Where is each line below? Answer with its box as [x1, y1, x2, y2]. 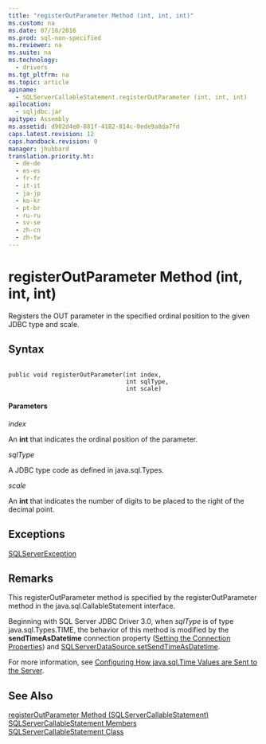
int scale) [126, 384, 162, 392]
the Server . [8, 666, 45, 676]
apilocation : [8, 100, 52, 108]
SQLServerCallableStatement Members [8, 719, 137, 728]
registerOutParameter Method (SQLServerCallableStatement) [8, 710, 209, 720]
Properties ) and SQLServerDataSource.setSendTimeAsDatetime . [8, 642, 221, 652]
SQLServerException [8, 548, 77, 558]
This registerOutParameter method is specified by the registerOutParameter [8, 593, 257, 602]
